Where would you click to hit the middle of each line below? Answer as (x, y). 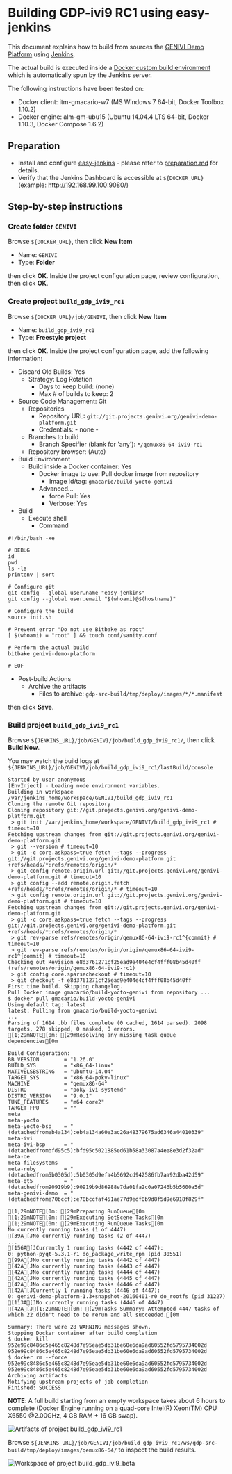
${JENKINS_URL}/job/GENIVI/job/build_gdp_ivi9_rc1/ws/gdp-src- (124, 1443)
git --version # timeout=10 (58, 847)
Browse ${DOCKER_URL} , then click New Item (70, 242)
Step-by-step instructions (66, 207)
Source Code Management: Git (62, 401)
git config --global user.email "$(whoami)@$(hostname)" (92, 599)
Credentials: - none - (69, 429)
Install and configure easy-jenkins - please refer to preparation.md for (118, 163)
